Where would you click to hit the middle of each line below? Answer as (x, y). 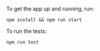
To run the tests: (27, 31)
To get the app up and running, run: (50, 9)
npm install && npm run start (44, 20)
